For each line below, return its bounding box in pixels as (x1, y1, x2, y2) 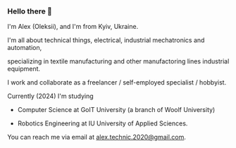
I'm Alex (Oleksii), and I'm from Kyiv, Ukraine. (7, 23, 139, 31)
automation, (7, 44, 42, 52)
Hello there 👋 (7, 6, 53, 16)
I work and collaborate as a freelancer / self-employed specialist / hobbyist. (7, 78, 227, 87)
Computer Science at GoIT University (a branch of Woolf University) (17, 106, 216, 114)
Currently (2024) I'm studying (7, 92, 94, 101)
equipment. (7, 65, 41, 73)
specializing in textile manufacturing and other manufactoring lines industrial (7, 57, 230, 66)
